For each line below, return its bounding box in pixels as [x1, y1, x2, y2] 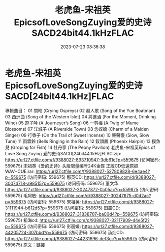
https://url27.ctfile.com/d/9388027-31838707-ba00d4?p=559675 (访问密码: [5, 211, 160, 217]
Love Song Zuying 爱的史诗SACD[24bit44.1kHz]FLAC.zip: [5, 150, 122, 156]
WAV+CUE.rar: [5, 168, 35, 174]
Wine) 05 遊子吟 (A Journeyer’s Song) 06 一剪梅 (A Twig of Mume [5, 120, 139, 126]
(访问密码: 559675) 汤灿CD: [68, 229, 124, 235]
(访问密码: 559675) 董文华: [66, 180, 120, 186]
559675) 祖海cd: [5, 217, 38, 223]
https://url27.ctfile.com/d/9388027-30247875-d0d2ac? [38, 193, 151, 198]
